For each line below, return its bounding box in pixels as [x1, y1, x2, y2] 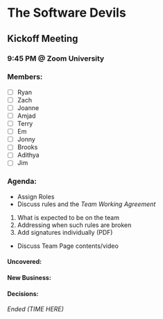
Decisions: [7, 289, 39, 297]
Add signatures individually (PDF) [17, 228, 113, 236]
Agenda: [7, 176, 37, 186]
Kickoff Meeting [7, 33, 78, 45]
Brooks [17, 143, 38, 151]
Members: [7, 72, 43, 81]
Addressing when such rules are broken [17, 221, 132, 229]
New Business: [7, 273, 52, 281]
